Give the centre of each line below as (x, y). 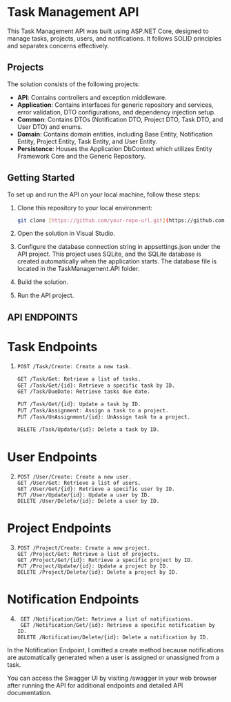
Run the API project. (46, 295)
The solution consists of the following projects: (73, 84)
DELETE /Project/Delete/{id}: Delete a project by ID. (98, 572)
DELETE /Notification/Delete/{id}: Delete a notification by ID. (113, 637)
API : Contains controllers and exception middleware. (92, 97)
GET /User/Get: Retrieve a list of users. (79, 483)
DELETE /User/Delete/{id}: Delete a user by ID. (88, 501)
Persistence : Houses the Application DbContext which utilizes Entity (114, 148)
